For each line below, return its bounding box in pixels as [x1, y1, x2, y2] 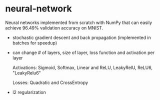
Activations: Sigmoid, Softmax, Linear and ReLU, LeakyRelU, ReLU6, [12, 64, 152, 70]
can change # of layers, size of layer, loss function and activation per [12, 49, 155, 55]
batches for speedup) [12, 39, 57, 45]
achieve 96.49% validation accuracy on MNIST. [5, 24, 103, 30]
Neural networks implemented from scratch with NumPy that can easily [5, 19, 152, 25]
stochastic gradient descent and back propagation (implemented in [12, 34, 151, 40]
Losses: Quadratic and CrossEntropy [12, 79, 88, 85]
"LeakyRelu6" [12, 69, 41, 75]
